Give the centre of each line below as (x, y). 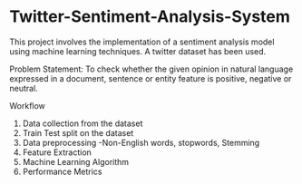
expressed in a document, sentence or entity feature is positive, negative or (151, 78)
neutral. (24, 88)
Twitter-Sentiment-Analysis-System (150, 17)
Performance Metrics (62, 171)
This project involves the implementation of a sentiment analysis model (142, 42)
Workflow (27, 105)
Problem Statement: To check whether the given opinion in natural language (151, 69)
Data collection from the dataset (83, 123)
